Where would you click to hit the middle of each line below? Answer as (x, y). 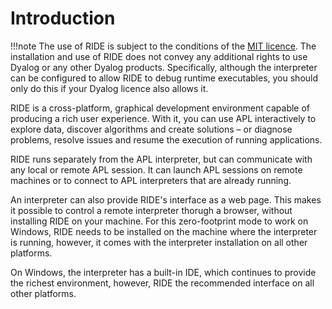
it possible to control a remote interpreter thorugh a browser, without (151, 210)
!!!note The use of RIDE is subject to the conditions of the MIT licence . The (163, 46)
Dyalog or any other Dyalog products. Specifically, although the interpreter (164, 67)
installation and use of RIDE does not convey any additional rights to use (159, 56)
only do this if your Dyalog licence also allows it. (109, 88)
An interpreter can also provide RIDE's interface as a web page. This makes (166, 199)
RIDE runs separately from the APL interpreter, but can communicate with (161, 159)
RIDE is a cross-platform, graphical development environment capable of (160, 108)
